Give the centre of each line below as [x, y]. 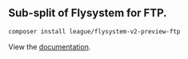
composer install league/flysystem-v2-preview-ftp [94, 31]
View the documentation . [50, 46]
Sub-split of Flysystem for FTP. [88, 13]
